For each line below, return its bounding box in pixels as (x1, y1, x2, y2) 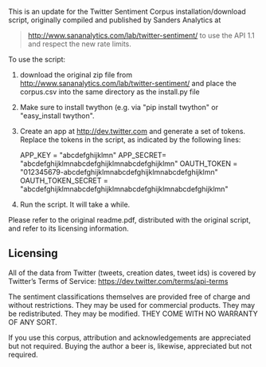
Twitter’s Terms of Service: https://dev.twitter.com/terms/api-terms (8, 276, 229, 286)
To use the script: (8, 55, 66, 64)
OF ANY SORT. (8, 317, 57, 326)
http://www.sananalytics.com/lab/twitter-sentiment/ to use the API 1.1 (27, 31, 255, 40)
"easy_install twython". (19, 111, 95, 120)
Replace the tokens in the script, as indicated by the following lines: (19, 135, 241, 144)
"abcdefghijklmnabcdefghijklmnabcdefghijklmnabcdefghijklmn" (19, 184, 229, 194)
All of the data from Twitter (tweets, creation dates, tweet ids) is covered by (8, 267, 256, 278)
